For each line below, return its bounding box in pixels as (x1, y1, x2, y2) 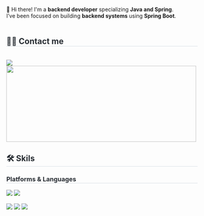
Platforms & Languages (6, 175, 76, 184)
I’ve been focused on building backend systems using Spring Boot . (6, 12, 177, 19)
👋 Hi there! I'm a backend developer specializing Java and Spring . (6, 6, 174, 13)
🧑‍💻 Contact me (6, 37, 64, 47)
